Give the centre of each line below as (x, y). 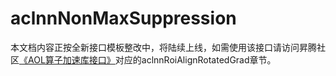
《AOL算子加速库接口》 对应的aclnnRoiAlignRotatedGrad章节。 (148, 59)
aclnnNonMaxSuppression (123, 18)
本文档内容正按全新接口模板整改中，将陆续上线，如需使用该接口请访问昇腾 (163, 47)
